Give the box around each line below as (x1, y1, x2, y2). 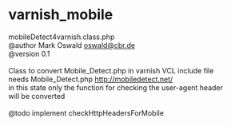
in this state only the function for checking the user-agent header (8, 82, 224, 93)
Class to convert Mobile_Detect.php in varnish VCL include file (8, 65, 214, 75)
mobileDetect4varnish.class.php (8, 32, 115, 41)
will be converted (8, 91, 66, 100)
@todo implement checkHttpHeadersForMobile (8, 108, 164, 117)
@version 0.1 (8, 49, 50, 58)
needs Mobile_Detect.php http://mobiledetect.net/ (8, 74, 173, 84)
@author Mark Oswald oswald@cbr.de (8, 40, 136, 49)
